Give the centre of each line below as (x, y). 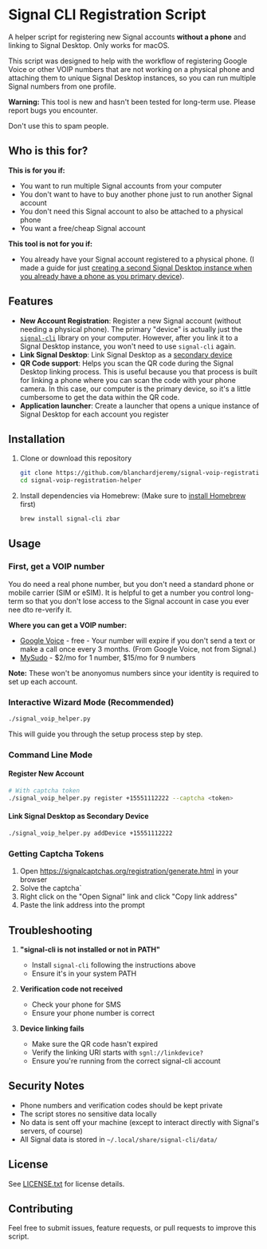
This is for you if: (37, 170)
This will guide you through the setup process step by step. (106, 734)
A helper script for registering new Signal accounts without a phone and (127, 37)
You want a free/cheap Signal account (82, 228)
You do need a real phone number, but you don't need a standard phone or (131, 584)
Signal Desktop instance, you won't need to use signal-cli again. (128, 346)
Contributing (41, 1209)
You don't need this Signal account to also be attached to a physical (131, 211)
